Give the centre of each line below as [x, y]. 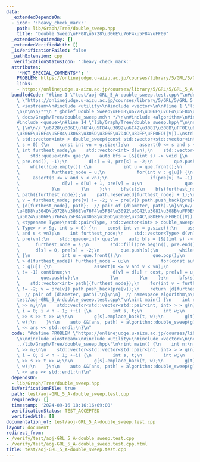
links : [25, 84]
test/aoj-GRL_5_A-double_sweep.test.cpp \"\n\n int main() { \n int [104, 300]
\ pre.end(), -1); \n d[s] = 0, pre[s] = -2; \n [85, 162]
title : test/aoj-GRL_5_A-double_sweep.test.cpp [66, 449]
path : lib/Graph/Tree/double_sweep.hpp [66, 28]
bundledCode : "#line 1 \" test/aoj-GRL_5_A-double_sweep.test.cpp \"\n [99, 95]
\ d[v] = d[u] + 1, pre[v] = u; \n [80, 184]
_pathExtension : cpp [37, 56]
